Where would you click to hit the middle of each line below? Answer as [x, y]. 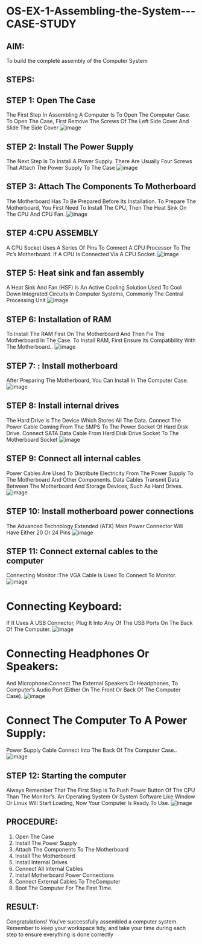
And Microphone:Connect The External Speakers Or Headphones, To [92, 684]
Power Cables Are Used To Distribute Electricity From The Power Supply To [100, 473]
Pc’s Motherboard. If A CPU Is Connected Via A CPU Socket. [81, 254]
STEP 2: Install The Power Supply [70, 147]
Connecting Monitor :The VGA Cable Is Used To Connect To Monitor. [91, 575]
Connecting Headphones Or [78, 654]
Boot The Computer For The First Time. [64, 888]
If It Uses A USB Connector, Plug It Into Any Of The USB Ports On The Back [99, 623]
